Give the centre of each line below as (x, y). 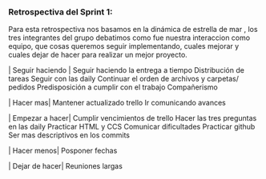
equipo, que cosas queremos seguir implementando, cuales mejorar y (124, 46)
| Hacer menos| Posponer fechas (63, 151)
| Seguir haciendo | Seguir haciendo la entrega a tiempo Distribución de (126, 70)
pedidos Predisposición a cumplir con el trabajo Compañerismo (113, 87)
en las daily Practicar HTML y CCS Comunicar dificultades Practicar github (132, 127)
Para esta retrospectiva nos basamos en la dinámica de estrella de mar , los (133, 30)
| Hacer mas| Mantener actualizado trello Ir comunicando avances (117, 103)
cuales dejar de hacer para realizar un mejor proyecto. (98, 55)
